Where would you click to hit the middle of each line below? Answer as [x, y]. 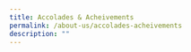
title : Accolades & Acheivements [72, 17]
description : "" [39, 33]
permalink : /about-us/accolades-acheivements [95, 26]
